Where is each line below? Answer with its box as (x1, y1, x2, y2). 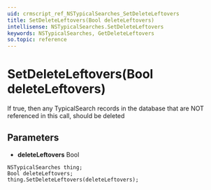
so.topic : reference (7, 36, 68, 43)
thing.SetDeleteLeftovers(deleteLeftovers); (7, 176, 139, 183)
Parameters (7, 132, 59, 144)
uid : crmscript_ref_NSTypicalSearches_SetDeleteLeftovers (7, 10, 180, 17)
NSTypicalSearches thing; (7, 163, 82, 171)
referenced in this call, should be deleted (7, 112, 125, 120)
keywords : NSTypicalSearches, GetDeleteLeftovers (7, 29, 155, 37)
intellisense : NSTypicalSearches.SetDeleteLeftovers (7, 23, 164, 30)
